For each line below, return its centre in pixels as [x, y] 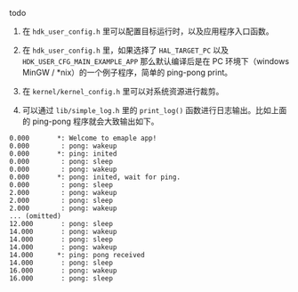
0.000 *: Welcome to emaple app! [83, 138]
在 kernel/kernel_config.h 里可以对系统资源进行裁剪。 [123, 91]
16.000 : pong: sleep [61, 279]
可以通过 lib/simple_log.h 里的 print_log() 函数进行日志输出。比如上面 [154, 110]
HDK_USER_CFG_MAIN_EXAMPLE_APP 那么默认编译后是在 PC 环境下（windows [156, 61]
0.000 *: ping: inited [63, 154]
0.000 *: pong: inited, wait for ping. [95, 177]
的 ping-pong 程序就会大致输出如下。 [90, 121]
